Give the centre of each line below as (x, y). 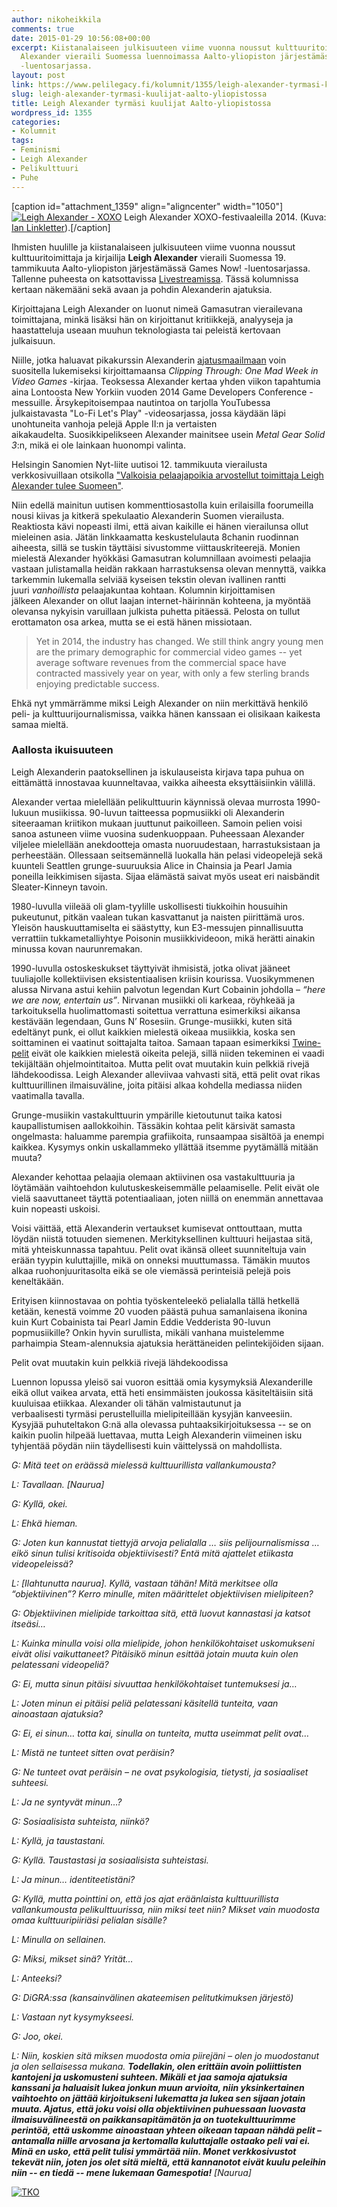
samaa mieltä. (40, 724)
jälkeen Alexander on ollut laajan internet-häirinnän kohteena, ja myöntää (161, 600)
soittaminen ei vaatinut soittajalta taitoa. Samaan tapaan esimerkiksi (151, 1042)
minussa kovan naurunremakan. (77, 948)
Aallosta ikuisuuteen (62, 750)
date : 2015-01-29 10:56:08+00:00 (81, 38)
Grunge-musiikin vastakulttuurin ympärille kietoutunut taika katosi (147, 1115)
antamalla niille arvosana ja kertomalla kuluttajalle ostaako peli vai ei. (161, 2140)
